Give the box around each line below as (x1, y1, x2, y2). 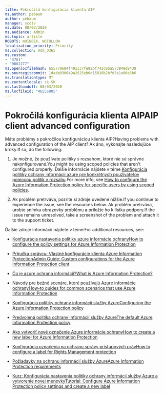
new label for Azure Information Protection (12, 335, 98, 340)
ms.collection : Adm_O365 (5, 48, 56, 53)
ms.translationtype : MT (5, 75, 54, 80)
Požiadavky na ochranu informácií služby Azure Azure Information (12, 358, 144, 364)
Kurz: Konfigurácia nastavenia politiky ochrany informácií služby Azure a (12, 373, 158, 379)
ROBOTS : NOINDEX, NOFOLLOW (5, 39, 60, 44)
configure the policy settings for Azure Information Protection (12, 241, 136, 247)
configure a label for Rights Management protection (12, 349, 116, 355)
